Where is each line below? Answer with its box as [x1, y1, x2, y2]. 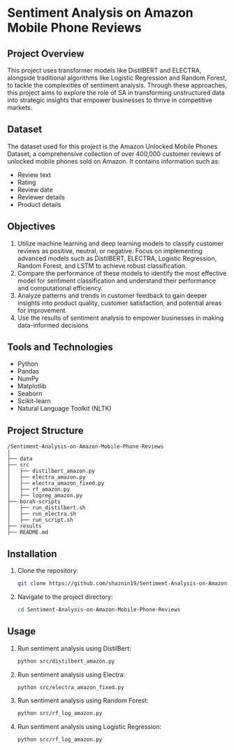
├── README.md [7, 529, 49, 536]
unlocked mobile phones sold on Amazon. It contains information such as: [7, 157, 220, 165]
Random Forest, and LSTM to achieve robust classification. [17, 261, 187, 270]
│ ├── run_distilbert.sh [7, 504, 86, 511]
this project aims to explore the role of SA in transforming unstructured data [7, 89, 225, 97]
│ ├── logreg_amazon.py [7, 492, 82, 500]
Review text [17, 170, 51, 179]
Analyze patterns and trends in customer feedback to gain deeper [17, 291, 207, 299]
